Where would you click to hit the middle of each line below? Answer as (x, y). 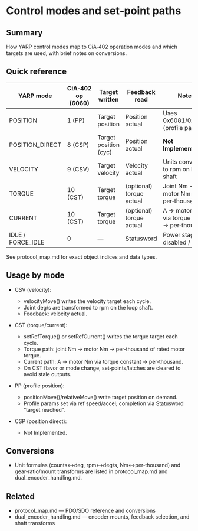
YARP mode (35, 96)
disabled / (176, 242)
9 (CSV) (78, 169)
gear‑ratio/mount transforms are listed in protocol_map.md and (91, 471)
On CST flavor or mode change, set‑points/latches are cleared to (102, 368)
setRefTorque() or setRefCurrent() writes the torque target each (100, 336)
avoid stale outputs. (47, 374)
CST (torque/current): (41, 325)
